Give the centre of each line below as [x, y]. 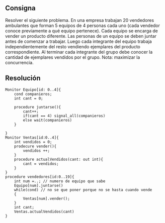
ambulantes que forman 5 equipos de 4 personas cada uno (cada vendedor [82, 25]
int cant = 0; [29, 98]
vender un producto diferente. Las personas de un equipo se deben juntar [81, 36]
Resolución [23, 78]
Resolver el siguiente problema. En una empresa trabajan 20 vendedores [80, 20]
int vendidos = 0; [33, 142]
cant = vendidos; [41, 164]
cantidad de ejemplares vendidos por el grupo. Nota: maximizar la [73, 57]
